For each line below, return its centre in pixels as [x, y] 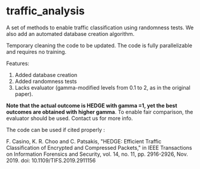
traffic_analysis [45, 11]
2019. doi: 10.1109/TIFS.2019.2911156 [51, 160]
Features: [18, 63]
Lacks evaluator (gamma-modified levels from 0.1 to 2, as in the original [103, 87]
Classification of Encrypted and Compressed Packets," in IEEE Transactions [99, 148]
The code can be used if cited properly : [56, 130]
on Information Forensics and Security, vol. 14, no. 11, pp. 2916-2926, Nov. [97, 154]
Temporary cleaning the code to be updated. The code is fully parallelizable [99, 45]
